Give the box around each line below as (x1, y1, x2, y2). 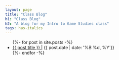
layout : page (5, 7, 32, 12)
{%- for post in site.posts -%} (12, 39, 73, 45)
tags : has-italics (5, 26, 43, 31)
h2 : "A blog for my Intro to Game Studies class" (5, 21, 110, 26)
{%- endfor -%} (12, 50, 45, 56)
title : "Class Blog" (5, 12, 48, 17)
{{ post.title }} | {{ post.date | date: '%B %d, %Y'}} (12, 45, 115, 51)
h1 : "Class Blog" (5, 16, 41, 21)
